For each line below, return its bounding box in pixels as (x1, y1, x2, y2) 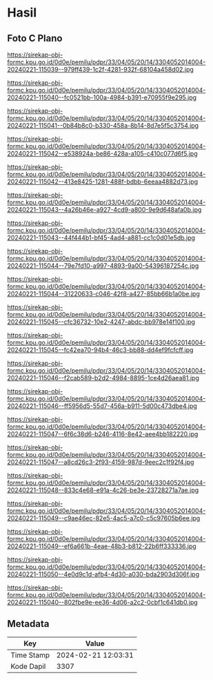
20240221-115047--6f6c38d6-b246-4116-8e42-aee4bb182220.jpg (7, 430, 199, 438)
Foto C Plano (7, 32, 63, 44)
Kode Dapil (10, 661, 46, 671)
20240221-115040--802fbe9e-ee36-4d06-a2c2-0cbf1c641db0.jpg (7, 599, 198, 606)
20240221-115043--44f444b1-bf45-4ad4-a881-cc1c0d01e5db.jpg (7, 233, 195, 242)
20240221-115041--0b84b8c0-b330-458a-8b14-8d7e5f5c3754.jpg (7, 122, 199, 129)
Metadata (7, 618, 50, 630)
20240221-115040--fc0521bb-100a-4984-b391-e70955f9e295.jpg (7, 93, 197, 101)
